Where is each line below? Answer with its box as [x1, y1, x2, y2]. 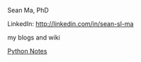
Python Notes [7, 47, 47, 55]
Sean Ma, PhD [7, 6, 50, 14]
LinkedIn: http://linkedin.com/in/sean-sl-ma [7, 20, 134, 27]
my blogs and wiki [7, 33, 60, 42]
